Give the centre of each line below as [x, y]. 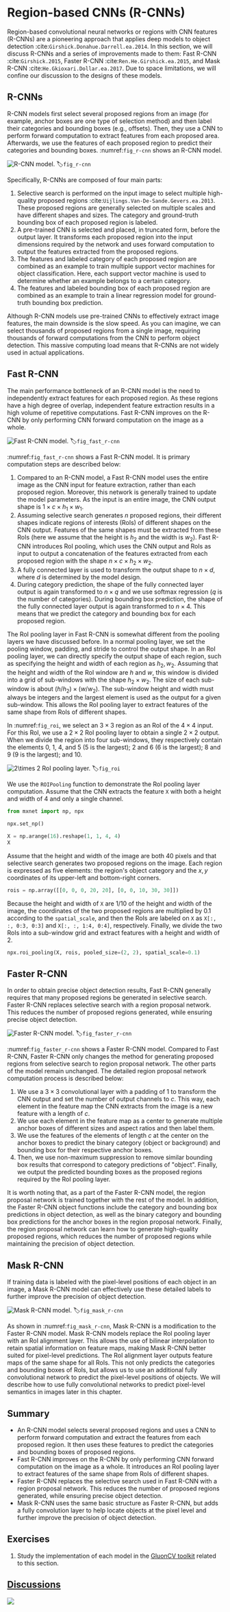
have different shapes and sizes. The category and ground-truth [107, 215]
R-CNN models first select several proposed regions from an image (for [108, 113]
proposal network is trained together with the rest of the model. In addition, [113, 1200]
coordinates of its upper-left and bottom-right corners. [84, 877]
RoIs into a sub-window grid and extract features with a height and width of [114, 932]
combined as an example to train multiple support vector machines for [116, 266]
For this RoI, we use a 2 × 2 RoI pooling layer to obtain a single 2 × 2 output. [114, 732]
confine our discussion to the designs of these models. [85, 75]
